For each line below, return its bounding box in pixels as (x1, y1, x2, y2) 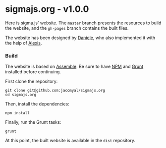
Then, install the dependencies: (5, 101, 69, 107)
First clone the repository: (5, 78, 58, 85)
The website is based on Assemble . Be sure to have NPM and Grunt (5, 63, 144, 70)
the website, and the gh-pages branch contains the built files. (5, 25, 129, 31)
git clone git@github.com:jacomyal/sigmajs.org (5, 88, 106, 93)
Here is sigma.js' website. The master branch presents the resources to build (5, 20, 162, 26)
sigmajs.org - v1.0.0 (5, 3, 89, 15)
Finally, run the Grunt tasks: (5, 119, 61, 125)
